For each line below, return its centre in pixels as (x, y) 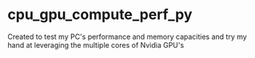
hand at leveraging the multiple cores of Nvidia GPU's (96, 44)
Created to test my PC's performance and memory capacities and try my (127, 37)
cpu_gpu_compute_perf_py (100, 15)
